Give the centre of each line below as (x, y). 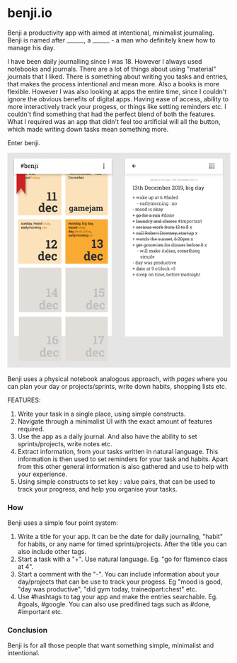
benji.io (30, 13)
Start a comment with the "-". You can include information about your (118, 574)
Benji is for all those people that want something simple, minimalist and (111, 645)
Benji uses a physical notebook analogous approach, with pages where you (117, 379)
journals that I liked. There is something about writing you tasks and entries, (118, 76)
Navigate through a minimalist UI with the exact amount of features (115, 421)
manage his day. (31, 47)
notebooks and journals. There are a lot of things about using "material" (112, 69)
